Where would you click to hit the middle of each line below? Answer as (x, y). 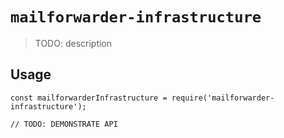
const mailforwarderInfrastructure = (89, 98)
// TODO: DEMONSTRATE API (64, 124)
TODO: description (73, 43)
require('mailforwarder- (223, 98)
